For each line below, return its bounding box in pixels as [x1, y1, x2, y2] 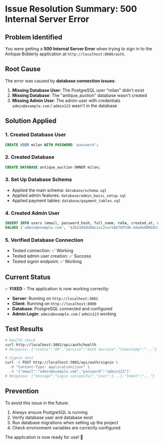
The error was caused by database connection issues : [5, 78, 116, 83]
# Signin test [5, 355, 34, 361]
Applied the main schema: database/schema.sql [12, 187, 107, 193]
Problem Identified [5, 33, 63, 41]
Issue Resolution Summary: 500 [5, 3, 137, 15]
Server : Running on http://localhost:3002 [12, 296, 98, 301]
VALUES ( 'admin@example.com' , [5, 225, 66, 230]
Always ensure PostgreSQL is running [12, 409, 88, 415]
